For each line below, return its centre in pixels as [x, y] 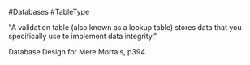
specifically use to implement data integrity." [83, 36]
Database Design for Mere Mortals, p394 [77, 52]
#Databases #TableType [49, 12]
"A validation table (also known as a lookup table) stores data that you [125, 27]
